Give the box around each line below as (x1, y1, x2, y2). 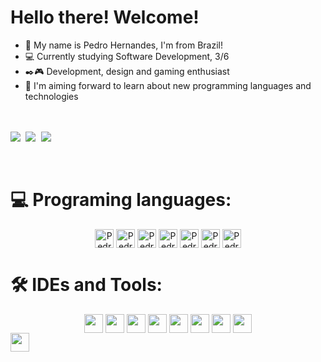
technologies (24, 90, 79, 102)
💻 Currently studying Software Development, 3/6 (24, 50, 230, 62)
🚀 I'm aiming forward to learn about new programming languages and (24, 79, 312, 91)
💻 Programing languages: (10, 189, 232, 211)
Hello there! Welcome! (10, 6, 200, 29)
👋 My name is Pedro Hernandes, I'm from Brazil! (24, 39, 223, 51)
